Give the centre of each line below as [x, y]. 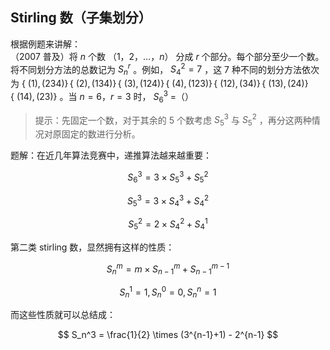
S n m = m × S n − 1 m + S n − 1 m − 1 [168, 269]
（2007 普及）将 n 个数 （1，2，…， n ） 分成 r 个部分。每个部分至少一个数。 [167, 56]
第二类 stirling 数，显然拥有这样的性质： [92, 247]
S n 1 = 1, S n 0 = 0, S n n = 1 [168, 292]
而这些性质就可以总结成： [63, 315]
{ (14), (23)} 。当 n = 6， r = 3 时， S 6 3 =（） [102, 97]
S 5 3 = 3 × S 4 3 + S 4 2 [168, 201]
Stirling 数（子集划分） [81, 18]
